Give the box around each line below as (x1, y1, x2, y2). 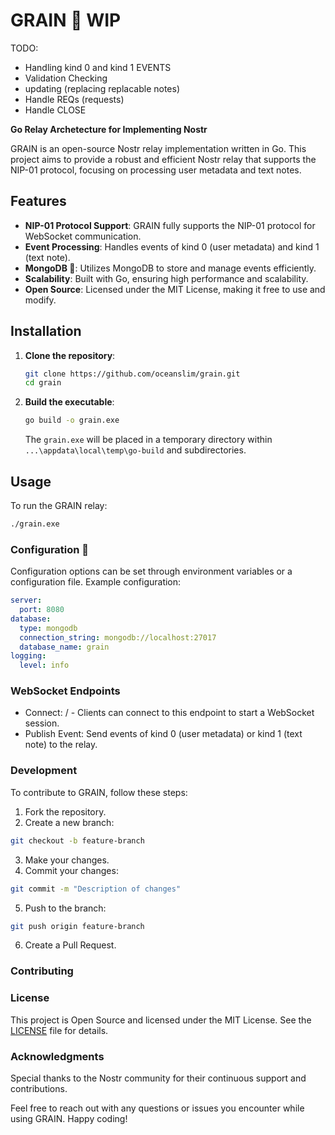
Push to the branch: (24, 902, 107, 914)
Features (10, 193, 67, 210)
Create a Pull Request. (24, 939, 117, 951)
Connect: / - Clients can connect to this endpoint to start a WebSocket (24, 707, 315, 719)
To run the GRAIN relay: (10, 500, 108, 511)
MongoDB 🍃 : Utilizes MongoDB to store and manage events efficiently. (24, 262, 317, 274)
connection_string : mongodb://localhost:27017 (19, 632, 217, 643)
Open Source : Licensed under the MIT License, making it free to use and (24, 283, 326, 295)
